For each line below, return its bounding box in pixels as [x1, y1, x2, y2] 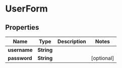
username [8, 46, 33, 53]
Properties [5, 23, 39, 32]
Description [57, 38, 87, 45]
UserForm [5, 3, 48, 15]
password [8, 55, 32, 61]
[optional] [91, 55, 114, 61]
